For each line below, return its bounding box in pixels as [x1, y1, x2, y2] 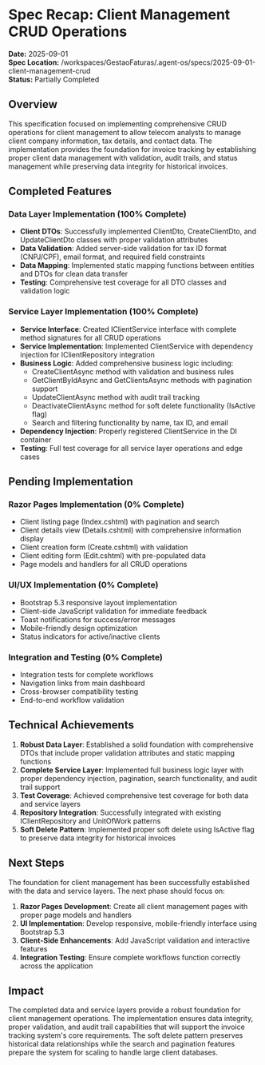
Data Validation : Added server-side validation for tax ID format [19, 244, 227, 253]
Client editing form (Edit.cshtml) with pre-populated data [19, 551, 206, 560]
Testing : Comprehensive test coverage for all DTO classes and [19, 277, 227, 287]
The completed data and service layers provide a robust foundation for [8, 1005, 241, 1015]
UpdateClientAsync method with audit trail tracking [31, 392, 200, 401]
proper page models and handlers [19, 910, 132, 919]
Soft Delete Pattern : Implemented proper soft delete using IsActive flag [19, 824, 255, 834]
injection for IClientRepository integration [19, 349, 156, 359]
